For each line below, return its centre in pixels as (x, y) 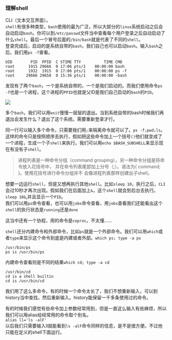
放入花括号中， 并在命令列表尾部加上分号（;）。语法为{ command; (91, 167)
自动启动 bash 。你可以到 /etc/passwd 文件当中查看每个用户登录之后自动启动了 (85, 33)
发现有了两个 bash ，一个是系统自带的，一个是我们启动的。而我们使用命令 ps (84, 86)
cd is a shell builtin (29, 277)
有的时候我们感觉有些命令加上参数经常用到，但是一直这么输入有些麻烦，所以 (86, 309)
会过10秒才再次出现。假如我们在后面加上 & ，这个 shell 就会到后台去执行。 (82, 191)
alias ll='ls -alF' (26, 320)
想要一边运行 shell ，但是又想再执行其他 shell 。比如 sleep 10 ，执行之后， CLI (85, 184)
